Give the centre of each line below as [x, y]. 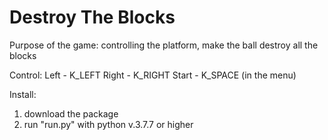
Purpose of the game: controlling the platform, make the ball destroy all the [164, 45]
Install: [23, 94]
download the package [71, 113]
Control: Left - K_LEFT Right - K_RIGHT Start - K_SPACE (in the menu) [153, 75]
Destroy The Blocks [92, 17]
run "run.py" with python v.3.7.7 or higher [108, 124]
